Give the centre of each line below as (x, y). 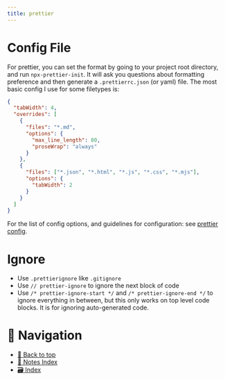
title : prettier (30, 13)
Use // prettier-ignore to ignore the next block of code (98, 286)
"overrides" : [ (35, 115)
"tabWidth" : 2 (52, 185)
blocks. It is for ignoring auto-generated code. (83, 307)
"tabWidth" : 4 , (35, 108)
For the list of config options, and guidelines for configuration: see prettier (113, 224)
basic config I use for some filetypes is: (63, 89)
